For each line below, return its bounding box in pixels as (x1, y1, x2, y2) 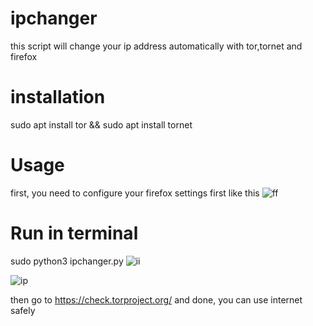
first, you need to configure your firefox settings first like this (10, 187, 260, 199)
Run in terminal (10, 222, 139, 244)
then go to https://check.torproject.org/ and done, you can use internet (10, 293, 303, 306)
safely (10, 304, 36, 316)
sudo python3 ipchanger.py (10, 255, 124, 267)
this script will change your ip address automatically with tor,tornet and (10, 40, 303, 52)
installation (10, 86, 106, 109)
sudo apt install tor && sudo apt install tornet (10, 118, 193, 131)
